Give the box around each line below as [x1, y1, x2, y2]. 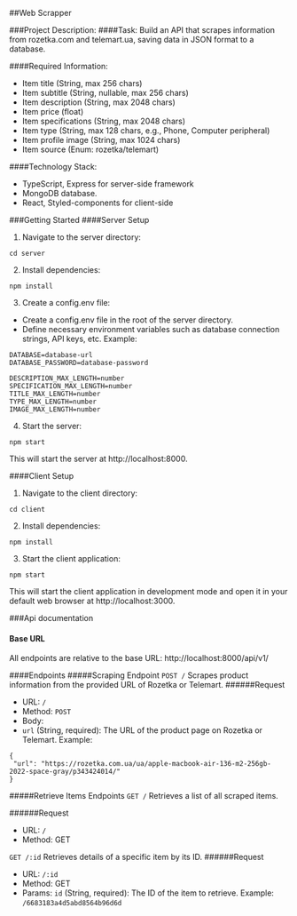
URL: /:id [21, 869, 59, 880]
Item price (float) [21, 107, 84, 116]
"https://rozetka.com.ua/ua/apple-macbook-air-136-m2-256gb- [41, 760, 272, 769]
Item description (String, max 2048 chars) [21, 97, 176, 108]
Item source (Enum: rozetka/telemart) [21, 144, 160, 155]
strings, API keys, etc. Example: [21, 333, 137, 344]
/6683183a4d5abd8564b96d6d [21, 899, 122, 908]
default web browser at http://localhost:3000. [9, 595, 176, 606]
